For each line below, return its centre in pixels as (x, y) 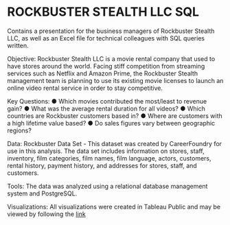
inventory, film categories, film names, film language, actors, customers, (109, 158)
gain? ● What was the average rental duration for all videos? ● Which (106, 108)
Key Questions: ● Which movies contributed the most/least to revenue (107, 101)
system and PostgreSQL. (42, 193)
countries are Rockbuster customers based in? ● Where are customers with (115, 116)
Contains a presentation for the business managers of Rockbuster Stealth (111, 31)
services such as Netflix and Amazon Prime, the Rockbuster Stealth (102, 73)
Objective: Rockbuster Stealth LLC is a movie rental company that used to (111, 58)
